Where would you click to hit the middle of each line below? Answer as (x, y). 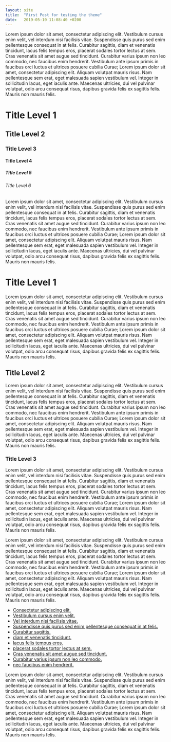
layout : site (19, 10)
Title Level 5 (18, 173)
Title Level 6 (18, 186)
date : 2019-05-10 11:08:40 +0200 (43, 20)
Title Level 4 (19, 161)
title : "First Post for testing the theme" (54, 15)
